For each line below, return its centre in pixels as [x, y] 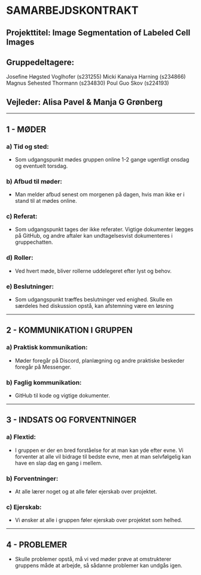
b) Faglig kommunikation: [44, 382]
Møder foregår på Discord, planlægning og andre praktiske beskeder [100, 360]
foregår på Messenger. [43, 367]
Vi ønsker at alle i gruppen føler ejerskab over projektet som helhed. [98, 520]
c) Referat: [22, 217]
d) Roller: [20, 257]
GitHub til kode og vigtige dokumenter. [63, 396]
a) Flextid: [21, 437]
